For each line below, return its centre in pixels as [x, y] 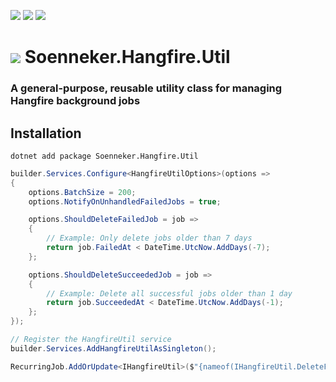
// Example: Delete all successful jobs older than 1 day [169, 293]
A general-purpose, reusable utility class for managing [146, 88]
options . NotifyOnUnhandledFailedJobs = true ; [125, 201]
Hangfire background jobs [75, 101]
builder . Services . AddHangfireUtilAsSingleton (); [113, 348]
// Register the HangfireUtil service [91, 340]
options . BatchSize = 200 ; [82, 192]
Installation [46, 133]
